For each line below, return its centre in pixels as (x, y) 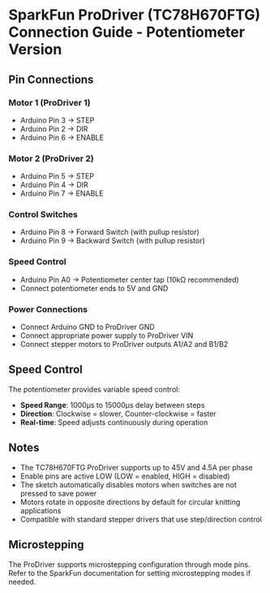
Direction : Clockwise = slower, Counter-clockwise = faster (118, 413)
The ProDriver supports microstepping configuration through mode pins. (129, 564)
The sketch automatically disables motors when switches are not (129, 484)
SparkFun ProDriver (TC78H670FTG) (135, 15)
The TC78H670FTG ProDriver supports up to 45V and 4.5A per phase (136, 467)
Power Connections (48, 309)
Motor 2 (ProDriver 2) (51, 158)
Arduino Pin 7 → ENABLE (62, 193)
